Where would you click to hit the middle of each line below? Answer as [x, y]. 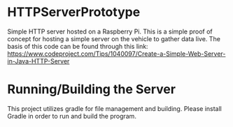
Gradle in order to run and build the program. [72, 116]
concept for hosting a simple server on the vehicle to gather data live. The [114, 38]
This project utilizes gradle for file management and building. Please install [114, 108]
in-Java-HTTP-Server [38, 61]
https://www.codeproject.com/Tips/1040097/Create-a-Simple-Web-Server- [116, 54]
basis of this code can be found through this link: [78, 46]
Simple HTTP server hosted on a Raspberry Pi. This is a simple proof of [110, 31]
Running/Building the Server [92, 90]
